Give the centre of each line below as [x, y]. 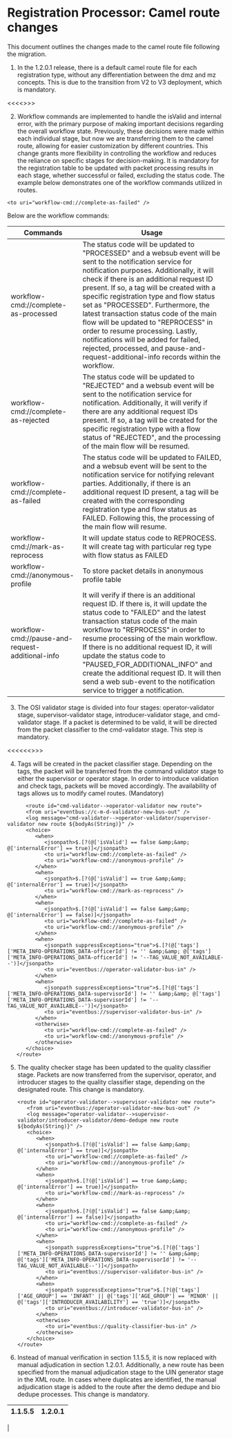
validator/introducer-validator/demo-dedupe [82, 1120]
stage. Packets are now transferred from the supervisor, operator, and [117, 1075]
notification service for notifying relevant [148, 475]
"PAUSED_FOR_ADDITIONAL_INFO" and [147, 664]
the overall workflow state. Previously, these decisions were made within [120, 131]
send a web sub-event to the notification [149, 682]
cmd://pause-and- [42, 638]
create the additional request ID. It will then [152, 673]
